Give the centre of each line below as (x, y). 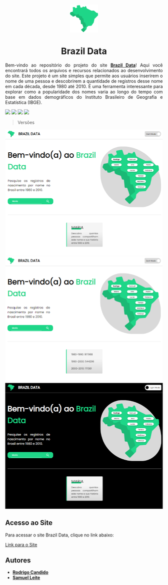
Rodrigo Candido (30, 572)
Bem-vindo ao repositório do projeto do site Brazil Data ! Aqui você (84, 65)
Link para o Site (21, 544)
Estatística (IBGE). (24, 102)
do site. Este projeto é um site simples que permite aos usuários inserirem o (84, 76)
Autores (18, 560)
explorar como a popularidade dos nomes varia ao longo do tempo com (84, 92)
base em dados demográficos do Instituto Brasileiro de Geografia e (84, 97)
